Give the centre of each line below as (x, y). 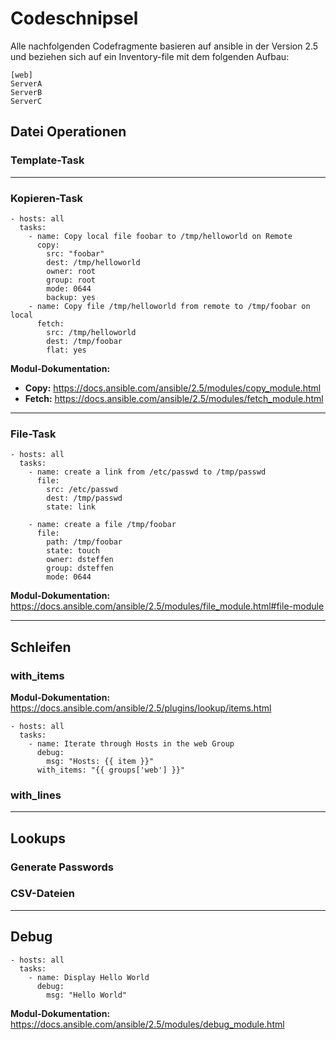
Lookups (38, 838)
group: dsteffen (80, 568)
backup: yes (71, 297)
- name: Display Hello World (89, 977)
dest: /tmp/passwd (84, 498)
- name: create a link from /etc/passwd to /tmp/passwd (147, 472)
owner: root (71, 271)
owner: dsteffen (80, 560)
